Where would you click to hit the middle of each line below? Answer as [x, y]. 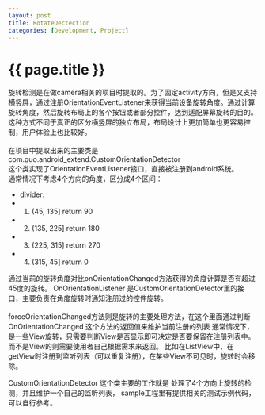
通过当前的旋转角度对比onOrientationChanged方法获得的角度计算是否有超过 [132, 279]
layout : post [30, 15]
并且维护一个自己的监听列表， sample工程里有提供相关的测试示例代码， [138, 393]
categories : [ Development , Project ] [68, 30]
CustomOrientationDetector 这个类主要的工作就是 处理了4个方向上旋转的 [127, 383]
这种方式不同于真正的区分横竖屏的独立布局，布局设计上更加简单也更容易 [126, 122]
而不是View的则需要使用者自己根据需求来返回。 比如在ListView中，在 [121, 347]
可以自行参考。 [32, 403]
